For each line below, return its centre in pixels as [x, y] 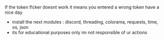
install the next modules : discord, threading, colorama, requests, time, [85, 22]
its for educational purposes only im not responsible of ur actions [79, 32]
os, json [20, 27]
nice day [14, 12]
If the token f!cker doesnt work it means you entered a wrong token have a [82, 7]
